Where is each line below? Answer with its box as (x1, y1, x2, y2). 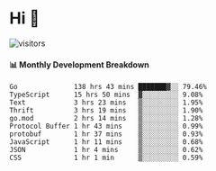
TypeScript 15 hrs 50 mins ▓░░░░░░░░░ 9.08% (9, 90, 203, 100)
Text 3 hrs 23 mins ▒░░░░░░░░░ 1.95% (9, 98, 203, 107)
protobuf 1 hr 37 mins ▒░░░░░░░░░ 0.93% (9, 130, 203, 139)
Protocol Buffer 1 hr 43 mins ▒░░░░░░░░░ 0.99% (9, 121, 203, 131)
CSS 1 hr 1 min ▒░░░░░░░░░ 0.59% (9, 153, 203, 163)
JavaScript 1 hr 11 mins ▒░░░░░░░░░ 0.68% (9, 138, 203, 147)
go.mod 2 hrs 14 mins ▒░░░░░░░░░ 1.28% (9, 114, 203, 123)
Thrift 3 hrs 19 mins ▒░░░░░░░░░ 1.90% (9, 106, 203, 115)
